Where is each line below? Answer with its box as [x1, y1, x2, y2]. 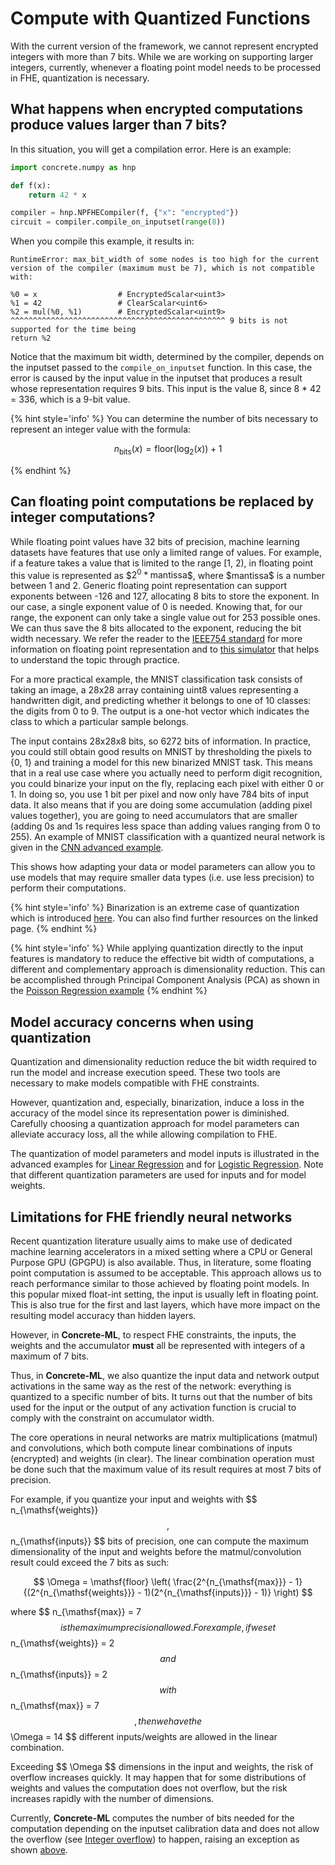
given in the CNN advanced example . [10, 842, 164, 854]
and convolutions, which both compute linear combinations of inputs [10, 1442, 293, 1454]
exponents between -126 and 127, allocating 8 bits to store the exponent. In [10, 590, 320, 602]
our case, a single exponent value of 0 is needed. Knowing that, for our [10, 601, 303, 613]
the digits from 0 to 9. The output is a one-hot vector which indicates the [10, 705, 310, 717]
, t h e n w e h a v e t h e [133, 1715, 203, 1727]
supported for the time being [10, 325, 137, 335]
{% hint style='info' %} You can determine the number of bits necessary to [10, 413, 319, 425]
